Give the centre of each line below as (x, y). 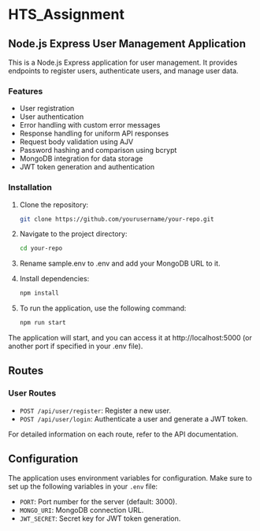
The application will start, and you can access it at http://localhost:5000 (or (130, 338)
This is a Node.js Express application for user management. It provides (123, 62)
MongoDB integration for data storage (81, 158)
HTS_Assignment (66, 15)
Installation (30, 188)
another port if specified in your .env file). (76, 346)
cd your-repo (41, 249)
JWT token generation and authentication (87, 167)
